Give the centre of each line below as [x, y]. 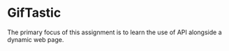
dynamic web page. [36, 39]
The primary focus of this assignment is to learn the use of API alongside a [114, 32]
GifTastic [34, 13]
